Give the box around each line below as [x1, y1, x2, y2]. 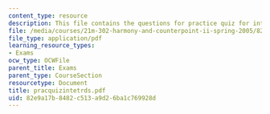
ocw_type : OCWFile [8, 57, 70, 65]
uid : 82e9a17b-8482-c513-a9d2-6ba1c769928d [8, 94, 157, 102]
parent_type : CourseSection [8, 71, 103, 79]
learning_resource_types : [8, 42, 95, 50]
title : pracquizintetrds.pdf [8, 86, 106, 95]
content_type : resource [8, 11, 88, 20]
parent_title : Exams [8, 64, 78, 72]
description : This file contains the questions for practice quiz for [8, 19, 250, 27]
